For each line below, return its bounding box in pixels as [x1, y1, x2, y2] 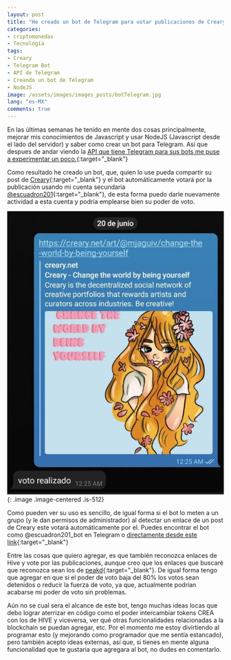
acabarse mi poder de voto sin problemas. [7, 588, 127, 596]
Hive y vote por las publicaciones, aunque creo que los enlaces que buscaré [7, 559, 223, 567]
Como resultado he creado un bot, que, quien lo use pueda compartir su [7, 168, 212, 176]
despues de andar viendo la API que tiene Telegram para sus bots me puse [7, 148, 220, 155]
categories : [7, 26, 41, 32]
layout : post [7, 11, 45, 18]
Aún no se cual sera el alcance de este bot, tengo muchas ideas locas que [7, 601, 218, 610]
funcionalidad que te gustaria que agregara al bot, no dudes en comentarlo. [7, 645, 221, 653]
